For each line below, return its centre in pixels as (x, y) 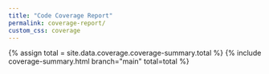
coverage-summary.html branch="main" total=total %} (99, 61)
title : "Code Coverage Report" (61, 16)
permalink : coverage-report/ (57, 23)
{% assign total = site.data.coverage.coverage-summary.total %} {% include (135, 53)
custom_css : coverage (45, 30)
